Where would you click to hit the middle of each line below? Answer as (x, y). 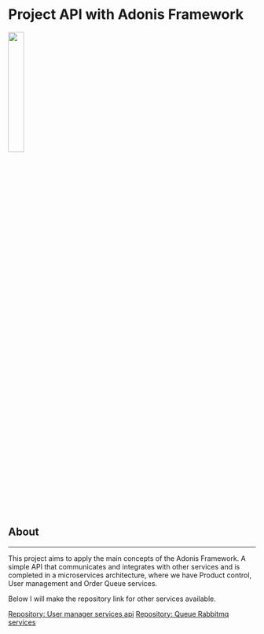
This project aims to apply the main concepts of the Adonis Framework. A (127, 558)
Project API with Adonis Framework (126, 15)
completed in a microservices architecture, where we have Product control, (130, 575)
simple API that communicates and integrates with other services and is (124, 566)
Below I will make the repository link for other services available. (112, 599)
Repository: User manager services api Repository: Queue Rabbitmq (119, 614)
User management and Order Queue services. (83, 583)
